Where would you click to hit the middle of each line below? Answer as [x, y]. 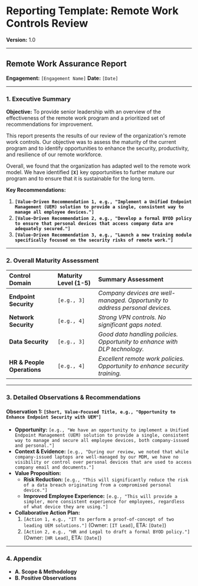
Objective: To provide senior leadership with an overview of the [84, 112]
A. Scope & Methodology [46, 571]
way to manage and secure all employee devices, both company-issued [102, 441]
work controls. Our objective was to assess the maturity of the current [91, 142]
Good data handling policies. [138, 335]
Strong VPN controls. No [132, 317]
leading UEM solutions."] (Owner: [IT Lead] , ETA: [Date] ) [95, 525]
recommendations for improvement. [49, 125]
